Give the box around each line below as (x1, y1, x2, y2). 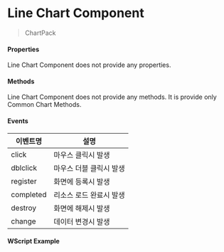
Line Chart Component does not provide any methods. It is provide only (7, 93, 217, 101)
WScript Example (7, 237, 60, 246)
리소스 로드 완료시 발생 (53, 190, 126, 200)
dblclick (11, 162, 38, 172)
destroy (11, 203, 37, 213)
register (11, 176, 37, 186)
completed (11, 189, 47, 199)
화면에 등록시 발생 (53, 177, 110, 187)
